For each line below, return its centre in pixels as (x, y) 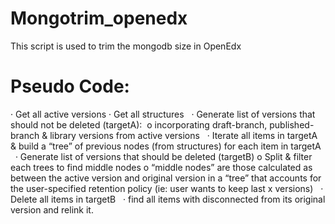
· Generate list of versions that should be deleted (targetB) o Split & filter (163, 156)
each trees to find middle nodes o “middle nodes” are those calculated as (161, 167)
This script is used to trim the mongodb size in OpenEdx (126, 46)
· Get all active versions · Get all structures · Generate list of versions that (163, 114)
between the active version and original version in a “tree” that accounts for (166, 178)
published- (292, 124)
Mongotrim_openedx (99, 18)
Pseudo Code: (70, 86)
